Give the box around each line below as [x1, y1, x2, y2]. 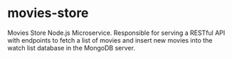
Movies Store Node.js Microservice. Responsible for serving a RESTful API [7, 28, 226, 37]
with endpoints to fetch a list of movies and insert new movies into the [7, 36, 213, 44]
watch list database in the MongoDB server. [7, 43, 135, 52]
